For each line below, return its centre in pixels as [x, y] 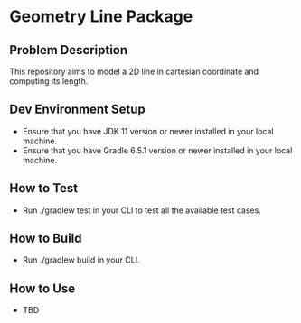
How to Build [46, 239]
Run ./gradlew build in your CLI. [81, 260]
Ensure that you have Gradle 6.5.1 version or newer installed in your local [157, 150]
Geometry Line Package [101, 17]
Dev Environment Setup [78, 110]
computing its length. [49, 81]
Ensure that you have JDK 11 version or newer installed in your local [148, 131]
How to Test [44, 188]
